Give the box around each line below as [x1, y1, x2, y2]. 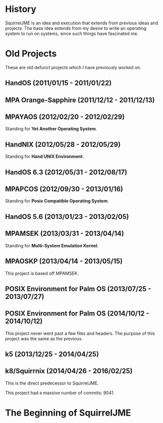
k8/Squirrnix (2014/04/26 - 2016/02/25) [5, 367, 133, 375]
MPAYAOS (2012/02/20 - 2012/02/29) [5, 113, 125, 121]
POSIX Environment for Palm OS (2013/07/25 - [5, 285, 151, 293]
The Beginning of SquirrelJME [5, 407, 131, 419]
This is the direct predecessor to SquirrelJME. [5, 380, 99, 386]
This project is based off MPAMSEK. [5, 270, 79, 276]
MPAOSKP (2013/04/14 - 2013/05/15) [5, 257, 123, 266]
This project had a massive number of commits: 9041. [5, 390, 115, 396]
